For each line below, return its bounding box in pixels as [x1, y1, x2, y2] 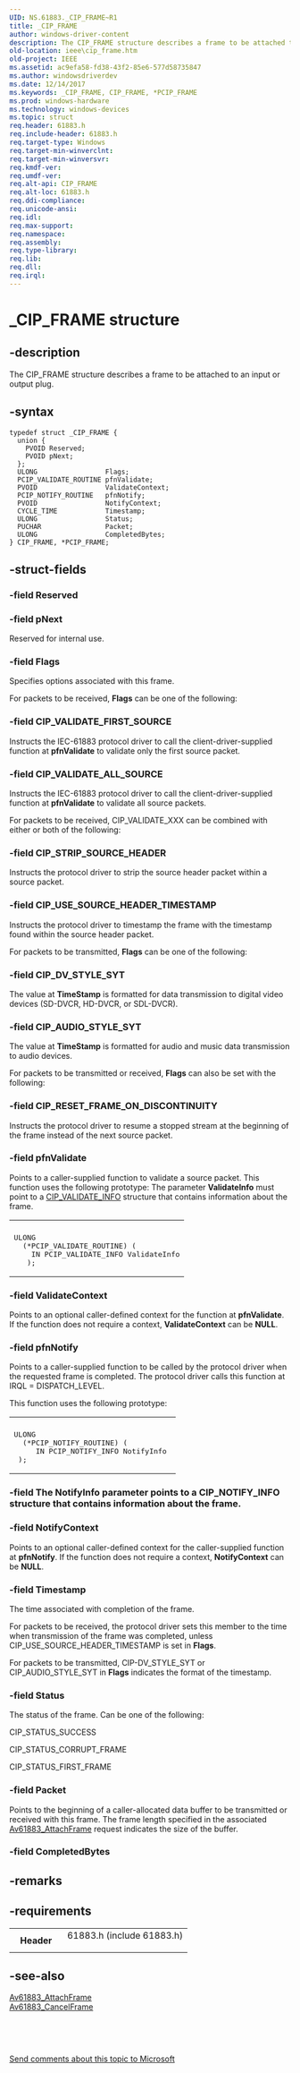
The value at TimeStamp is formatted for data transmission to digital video [9, 988, 284, 999]
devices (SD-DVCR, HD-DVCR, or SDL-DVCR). [9, 998, 179, 1009]
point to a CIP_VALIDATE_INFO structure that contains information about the [9, 1191, 288, 1202]
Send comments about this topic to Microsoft [9, 2053, 176, 2064]
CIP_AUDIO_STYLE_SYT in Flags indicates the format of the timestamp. [9, 1667, 272, 1677]
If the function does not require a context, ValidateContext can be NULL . [9, 1319, 279, 1330]
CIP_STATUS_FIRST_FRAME [9, 1762, 112, 1772]
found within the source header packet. [9, 928, 154, 940]
